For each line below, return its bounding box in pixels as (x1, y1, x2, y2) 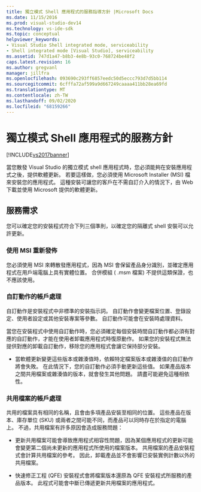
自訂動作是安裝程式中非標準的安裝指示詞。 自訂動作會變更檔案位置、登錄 (6, 307, 186, 315)
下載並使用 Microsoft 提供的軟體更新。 (6, 186, 101, 194)
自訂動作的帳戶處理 (6, 292, 62, 301)
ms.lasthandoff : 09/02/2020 (6, 98, 77, 104)
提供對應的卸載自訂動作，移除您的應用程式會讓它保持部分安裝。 (6, 342, 163, 349)
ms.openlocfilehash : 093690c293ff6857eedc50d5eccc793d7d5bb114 (6, 76, 167, 82)
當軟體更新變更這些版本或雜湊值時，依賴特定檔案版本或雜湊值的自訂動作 (14, 355, 193, 363)
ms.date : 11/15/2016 (6, 14, 58, 20)
